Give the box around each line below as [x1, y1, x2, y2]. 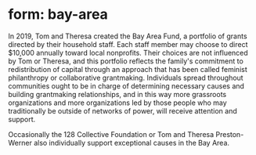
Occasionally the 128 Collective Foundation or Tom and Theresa [8, 129, 215, 139]
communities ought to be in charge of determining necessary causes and [8, 81, 245, 91]
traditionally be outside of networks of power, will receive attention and [8, 106, 237, 115]
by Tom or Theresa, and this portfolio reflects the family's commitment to [8, 56, 244, 66]
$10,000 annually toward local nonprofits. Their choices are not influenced [8, 48, 248, 57]
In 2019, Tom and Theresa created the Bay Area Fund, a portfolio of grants [8, 31, 248, 41]
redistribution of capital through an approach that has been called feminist [8, 64, 248, 74]
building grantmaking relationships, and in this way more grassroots [8, 89, 227, 99]
